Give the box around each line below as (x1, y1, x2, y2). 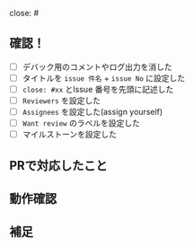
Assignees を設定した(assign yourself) (22, 107, 163, 118)
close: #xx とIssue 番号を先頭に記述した (22, 84, 174, 94)
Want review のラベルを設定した (22, 118, 141, 128)
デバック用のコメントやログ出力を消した (22, 61, 172, 72)
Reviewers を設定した (22, 95, 101, 106)
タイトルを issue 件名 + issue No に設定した (22, 72, 186, 84)
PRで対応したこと (9, 157, 108, 173)
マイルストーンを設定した (22, 129, 118, 140)
